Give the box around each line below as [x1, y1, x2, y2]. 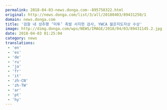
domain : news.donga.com [5, 17, 56, 22]
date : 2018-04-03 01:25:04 [5, 31, 62, 36]
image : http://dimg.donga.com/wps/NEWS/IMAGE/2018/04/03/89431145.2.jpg [5, 26, 162, 31]
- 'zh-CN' [7, 78, 28, 83]
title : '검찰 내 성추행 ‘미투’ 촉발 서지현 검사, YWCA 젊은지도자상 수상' [5, 21, 142, 27]
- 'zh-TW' [7, 83, 28, 88]
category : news [5, 36, 38, 41]
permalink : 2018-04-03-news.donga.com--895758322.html [5, 7, 124, 13]
